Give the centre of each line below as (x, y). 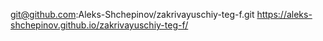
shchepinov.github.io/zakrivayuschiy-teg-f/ (99, 25)
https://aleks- (284, 14)
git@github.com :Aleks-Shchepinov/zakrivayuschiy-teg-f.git (132, 14)
